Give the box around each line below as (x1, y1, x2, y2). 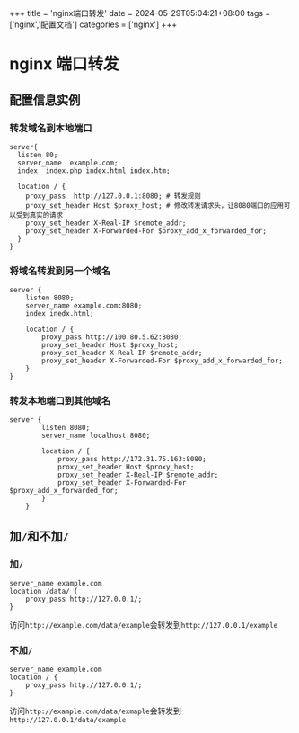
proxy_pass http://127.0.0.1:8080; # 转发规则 (25, 192, 202, 201)
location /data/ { (9, 587, 78, 596)
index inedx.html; (25, 309, 94, 318)
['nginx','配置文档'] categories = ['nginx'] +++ (9, 19, 178, 30)
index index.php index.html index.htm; (17, 165, 171, 175)
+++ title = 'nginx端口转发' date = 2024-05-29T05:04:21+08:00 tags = (9, 8, 271, 18)
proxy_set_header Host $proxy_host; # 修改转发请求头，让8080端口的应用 (25, 201, 285, 210)
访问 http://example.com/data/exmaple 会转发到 (9, 705, 181, 717)
